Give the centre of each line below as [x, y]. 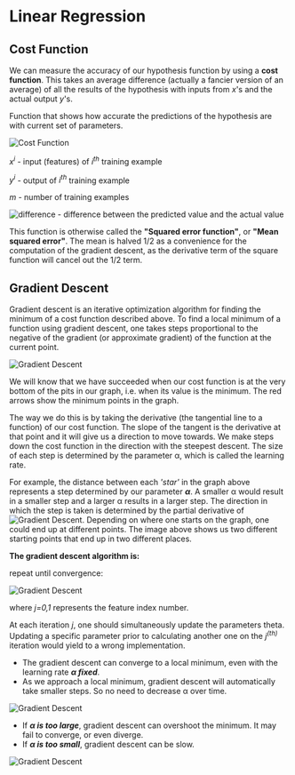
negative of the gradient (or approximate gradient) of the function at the [140, 338]
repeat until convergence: [56, 573]
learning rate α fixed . [61, 672]
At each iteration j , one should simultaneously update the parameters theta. [147, 625]
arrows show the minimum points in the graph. [94, 401]
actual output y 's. [41, 99]
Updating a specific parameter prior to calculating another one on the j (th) [144, 635]
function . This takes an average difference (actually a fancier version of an [147, 80]
